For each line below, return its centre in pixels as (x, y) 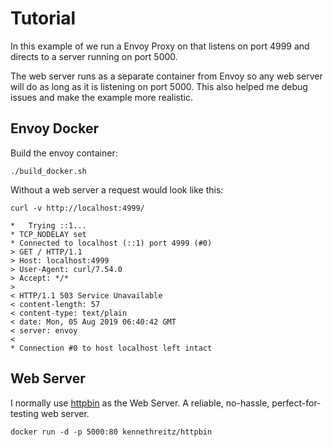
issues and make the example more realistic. (101, 97)
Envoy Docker (54, 128)
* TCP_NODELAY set (48, 234)
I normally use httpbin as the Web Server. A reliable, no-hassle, (140, 403)
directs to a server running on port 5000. (94, 56)
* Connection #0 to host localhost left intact (111, 348)
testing (24, 413)
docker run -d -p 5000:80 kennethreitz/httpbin (111, 432)
